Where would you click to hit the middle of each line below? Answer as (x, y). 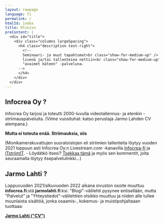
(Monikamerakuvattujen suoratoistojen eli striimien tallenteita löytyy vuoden (81, 143)
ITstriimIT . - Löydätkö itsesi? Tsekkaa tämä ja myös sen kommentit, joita (77, 153)
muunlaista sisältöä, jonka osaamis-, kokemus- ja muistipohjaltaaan (73, 201)
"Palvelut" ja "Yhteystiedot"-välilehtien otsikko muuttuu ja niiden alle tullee (80, 196)
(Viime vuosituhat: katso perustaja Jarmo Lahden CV (98, 119)
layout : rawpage (21, 10)
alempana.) (16, 124)
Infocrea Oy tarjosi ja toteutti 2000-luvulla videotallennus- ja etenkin (74, 114)
